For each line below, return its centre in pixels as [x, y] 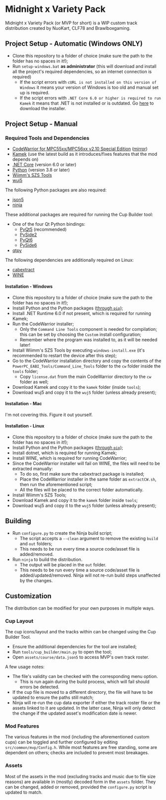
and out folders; [36, 544]
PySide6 [28, 245]
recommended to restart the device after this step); [64, 355]
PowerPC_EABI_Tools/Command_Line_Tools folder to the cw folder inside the [86, 366]
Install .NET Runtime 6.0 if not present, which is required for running [82, 313]
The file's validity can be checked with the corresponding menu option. [85, 676]
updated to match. [24, 792]
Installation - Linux [25, 426]
